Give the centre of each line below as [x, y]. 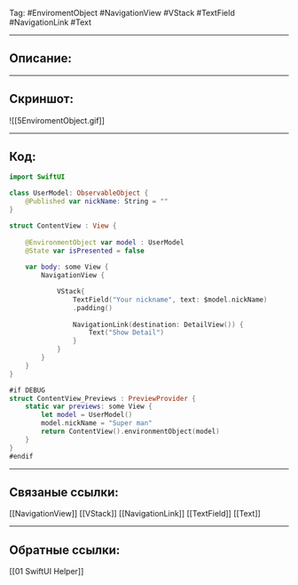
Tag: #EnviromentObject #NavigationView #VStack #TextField [122, 13]
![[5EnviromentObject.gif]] [57, 120]
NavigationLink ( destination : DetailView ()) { [158, 325]
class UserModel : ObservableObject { [79, 193]
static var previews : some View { [89, 407]
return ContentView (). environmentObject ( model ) [130, 432]
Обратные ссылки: [65, 550]
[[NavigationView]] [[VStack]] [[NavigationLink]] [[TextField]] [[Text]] [135, 514]
